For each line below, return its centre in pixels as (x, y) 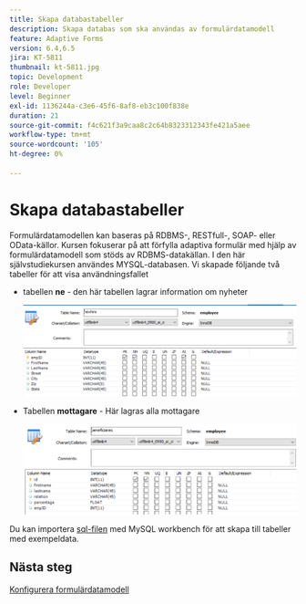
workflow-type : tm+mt (51, 135)
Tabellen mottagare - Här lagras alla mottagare (111, 411)
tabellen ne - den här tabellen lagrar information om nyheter (135, 291)
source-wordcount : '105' (56, 145)
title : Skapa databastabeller (67, 19)
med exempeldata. (44, 538)
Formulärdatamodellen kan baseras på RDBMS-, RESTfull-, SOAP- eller (143, 235)
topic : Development (46, 78)
